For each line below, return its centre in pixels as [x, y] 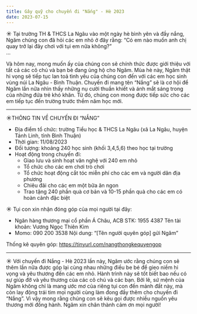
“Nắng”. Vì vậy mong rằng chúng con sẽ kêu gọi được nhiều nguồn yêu [92, 298]
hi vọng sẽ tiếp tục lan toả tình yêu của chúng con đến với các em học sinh [96, 76]
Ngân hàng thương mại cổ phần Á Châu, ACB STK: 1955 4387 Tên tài [98, 220]
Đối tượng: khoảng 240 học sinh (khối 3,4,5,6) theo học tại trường [94, 148]
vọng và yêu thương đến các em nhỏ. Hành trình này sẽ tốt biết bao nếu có [96, 274]
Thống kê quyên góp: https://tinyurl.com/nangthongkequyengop [84, 244]
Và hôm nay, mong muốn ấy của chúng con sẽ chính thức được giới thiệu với [98, 64]
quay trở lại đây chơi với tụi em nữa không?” [59, 46]
